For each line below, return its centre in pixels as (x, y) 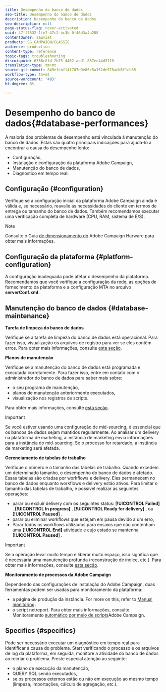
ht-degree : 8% (20, 84)
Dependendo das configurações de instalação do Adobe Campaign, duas (80, 584)
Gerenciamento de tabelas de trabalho (45, 458)
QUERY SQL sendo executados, (45, 673)
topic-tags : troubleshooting (35, 56)
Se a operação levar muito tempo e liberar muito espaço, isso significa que (82, 554)
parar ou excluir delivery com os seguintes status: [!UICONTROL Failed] (86, 503)
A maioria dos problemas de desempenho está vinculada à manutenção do (82, 137)
